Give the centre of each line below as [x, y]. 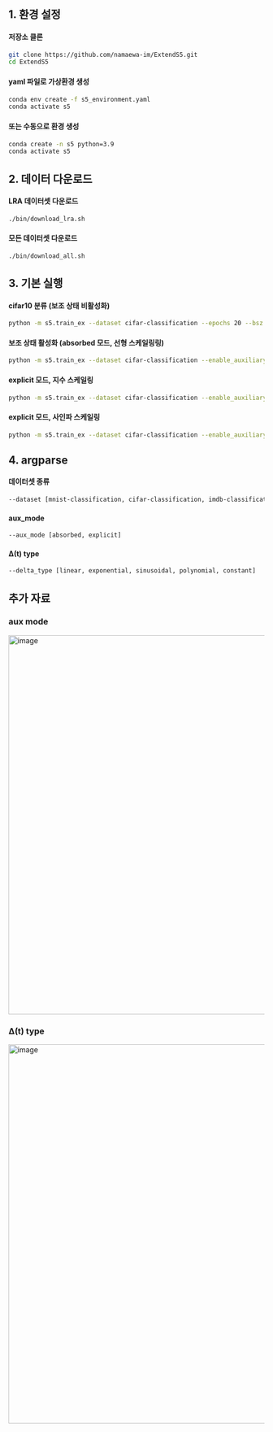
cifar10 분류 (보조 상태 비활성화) [59, 305]
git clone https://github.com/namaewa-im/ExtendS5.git [103, 54]
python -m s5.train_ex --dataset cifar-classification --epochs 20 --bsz [136, 324]
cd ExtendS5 [28, 62]
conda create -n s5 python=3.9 [61, 144]
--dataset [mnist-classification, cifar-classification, [107, 500]
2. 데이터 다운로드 [50, 178]
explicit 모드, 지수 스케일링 [51, 380]
